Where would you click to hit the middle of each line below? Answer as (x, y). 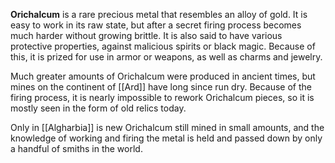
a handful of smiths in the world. (76, 148)
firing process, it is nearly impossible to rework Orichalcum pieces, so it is (162, 97)
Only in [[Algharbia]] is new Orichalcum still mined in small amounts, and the (167, 127)
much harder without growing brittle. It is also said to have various (146, 35)
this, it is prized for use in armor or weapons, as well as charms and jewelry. (166, 57)
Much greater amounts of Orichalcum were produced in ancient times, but (163, 76)
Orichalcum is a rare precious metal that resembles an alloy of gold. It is (159, 14)
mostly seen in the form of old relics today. (98, 108)
